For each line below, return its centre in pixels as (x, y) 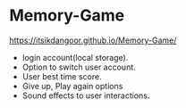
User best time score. (62, 76)
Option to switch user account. (79, 67)
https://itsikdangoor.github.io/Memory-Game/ (93, 40)
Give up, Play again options (72, 86)
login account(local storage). (75, 57)
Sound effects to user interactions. (86, 96)
